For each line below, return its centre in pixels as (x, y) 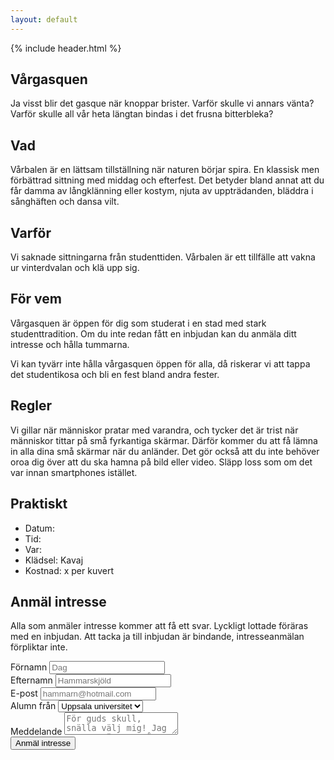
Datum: (39, 528)
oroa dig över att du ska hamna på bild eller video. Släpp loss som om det (161, 462)
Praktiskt (39, 504)
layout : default (44, 19)
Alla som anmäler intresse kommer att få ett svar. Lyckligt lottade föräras (159, 626)
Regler (31, 406)
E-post (24, 693)
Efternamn (31, 680)
